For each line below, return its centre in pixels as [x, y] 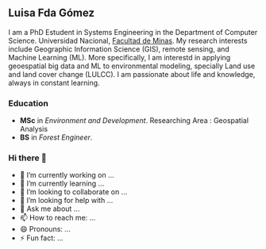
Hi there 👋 [28, 158]
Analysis [34, 129]
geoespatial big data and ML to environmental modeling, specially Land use [132, 66]
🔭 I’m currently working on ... [67, 175]
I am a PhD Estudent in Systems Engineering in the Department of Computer [133, 32]
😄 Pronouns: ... [45, 229]
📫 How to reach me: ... [58, 218]
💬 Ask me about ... [50, 209]
